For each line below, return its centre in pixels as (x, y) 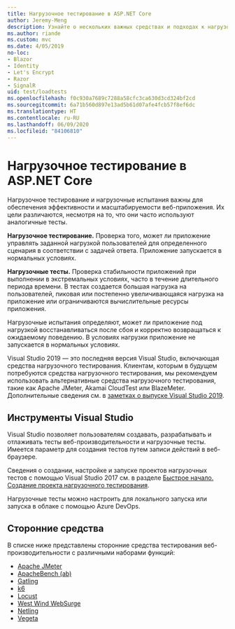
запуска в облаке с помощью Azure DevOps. (74, 506)
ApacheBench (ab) (44, 573)
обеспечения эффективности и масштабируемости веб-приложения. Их (116, 207)
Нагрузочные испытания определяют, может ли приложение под (105, 322)
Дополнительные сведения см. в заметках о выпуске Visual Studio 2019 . (116, 396)
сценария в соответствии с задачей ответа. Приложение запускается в (115, 251)
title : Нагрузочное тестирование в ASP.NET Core (79, 14)
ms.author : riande (34, 33)
